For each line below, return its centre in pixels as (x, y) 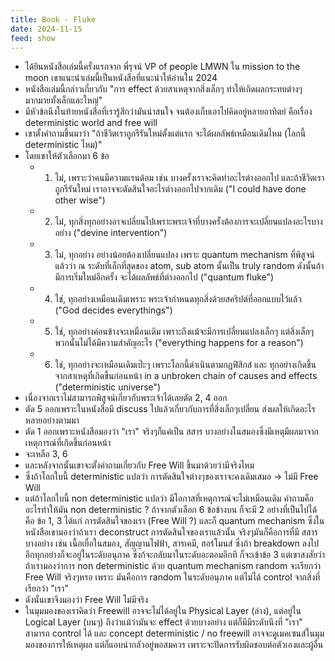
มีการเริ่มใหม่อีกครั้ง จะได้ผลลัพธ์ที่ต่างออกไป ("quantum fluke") (164, 277)
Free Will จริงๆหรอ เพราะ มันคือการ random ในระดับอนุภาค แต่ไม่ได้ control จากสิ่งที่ (172, 577)
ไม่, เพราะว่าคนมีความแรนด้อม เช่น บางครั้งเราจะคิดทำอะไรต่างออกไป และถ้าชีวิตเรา (189, 178)
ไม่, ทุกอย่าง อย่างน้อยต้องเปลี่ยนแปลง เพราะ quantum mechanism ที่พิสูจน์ (184, 255)
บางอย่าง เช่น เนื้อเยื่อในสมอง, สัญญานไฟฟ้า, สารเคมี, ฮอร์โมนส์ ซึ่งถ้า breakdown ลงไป (171, 543)
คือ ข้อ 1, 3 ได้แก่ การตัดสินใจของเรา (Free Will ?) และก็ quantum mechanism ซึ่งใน (174, 521)
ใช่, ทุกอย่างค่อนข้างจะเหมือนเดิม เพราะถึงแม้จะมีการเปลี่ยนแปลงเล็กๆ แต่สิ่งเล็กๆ (184, 332)
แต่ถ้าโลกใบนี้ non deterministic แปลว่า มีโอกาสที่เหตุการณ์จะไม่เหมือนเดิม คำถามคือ (169, 498)
